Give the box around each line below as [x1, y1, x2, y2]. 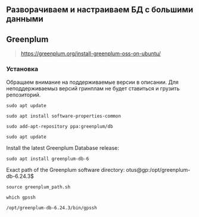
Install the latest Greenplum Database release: [6, 144, 119, 151]
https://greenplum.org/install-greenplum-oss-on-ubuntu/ [20, 50, 161, 57]
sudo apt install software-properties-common [6, 113, 121, 119]
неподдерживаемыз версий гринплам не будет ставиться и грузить [6, 84, 180, 92]
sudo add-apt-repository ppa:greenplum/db [6, 123, 113, 130]
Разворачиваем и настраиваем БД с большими [6, 5, 194, 15]
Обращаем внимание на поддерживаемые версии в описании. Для [6, 78, 179, 86]
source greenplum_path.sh [6, 184, 70, 190]
